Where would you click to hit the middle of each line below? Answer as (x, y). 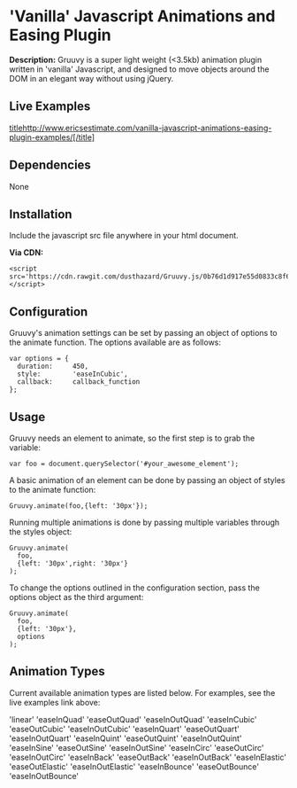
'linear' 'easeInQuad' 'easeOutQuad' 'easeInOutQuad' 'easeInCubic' (133, 719)
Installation (41, 214)
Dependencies (50, 165)
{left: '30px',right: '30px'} (72, 564)
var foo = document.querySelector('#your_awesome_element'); (124, 464)
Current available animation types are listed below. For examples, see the (142, 692)
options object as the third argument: (76, 597)
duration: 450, (53, 367)
